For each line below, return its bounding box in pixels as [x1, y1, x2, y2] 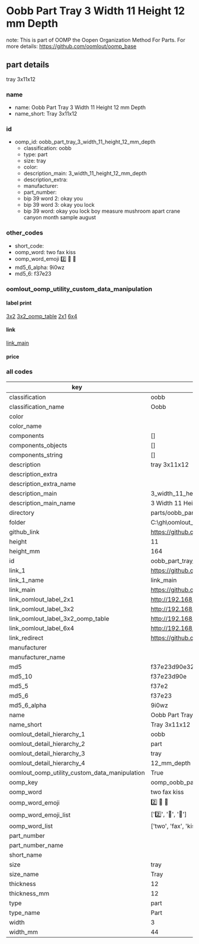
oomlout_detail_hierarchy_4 [9, 759, 85, 767]
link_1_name [9, 576, 44, 584]
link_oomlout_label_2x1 [9, 595, 75, 603]
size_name [9, 870, 39, 878]
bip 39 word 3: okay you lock [23, 201, 95, 209]
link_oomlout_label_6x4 [9, 624, 75, 632]
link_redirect [9, 633, 44, 642]
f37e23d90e [150, 672, 187, 680]
